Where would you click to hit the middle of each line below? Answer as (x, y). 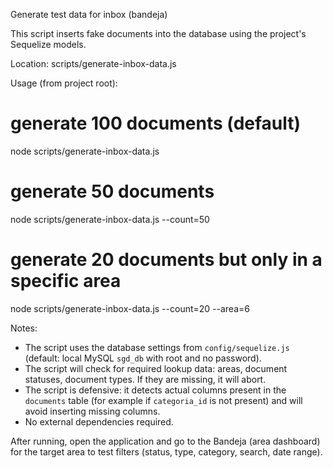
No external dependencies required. (99, 421)
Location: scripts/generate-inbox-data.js (93, 63)
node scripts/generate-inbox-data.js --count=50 (110, 219)
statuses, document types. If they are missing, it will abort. (145, 379)
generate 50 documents (112, 191)
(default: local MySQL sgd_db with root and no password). (143, 358)
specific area (66, 281)
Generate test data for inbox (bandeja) (89, 14)
